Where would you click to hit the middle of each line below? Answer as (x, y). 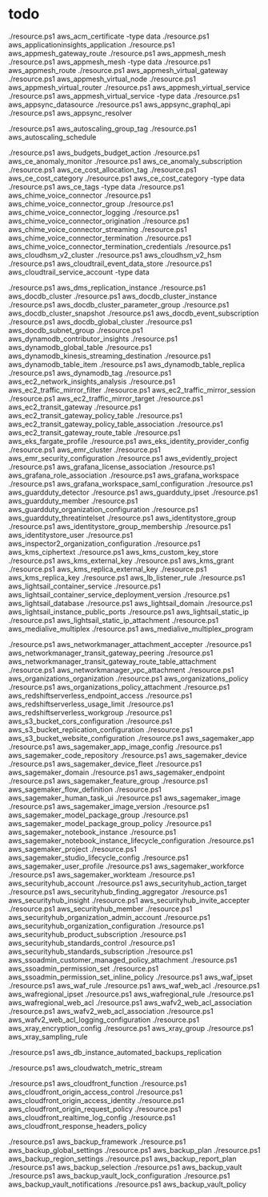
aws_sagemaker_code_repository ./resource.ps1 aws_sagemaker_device (128, 755)
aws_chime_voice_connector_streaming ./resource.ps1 (98, 229)
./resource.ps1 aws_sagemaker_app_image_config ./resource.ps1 (115, 747)
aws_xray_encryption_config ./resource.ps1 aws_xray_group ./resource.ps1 (131, 1028)
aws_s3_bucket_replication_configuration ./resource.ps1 (101, 729)
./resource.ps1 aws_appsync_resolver (70, 112)
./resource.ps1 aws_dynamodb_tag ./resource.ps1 (90, 373)
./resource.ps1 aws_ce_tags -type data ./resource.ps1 (96, 186)
